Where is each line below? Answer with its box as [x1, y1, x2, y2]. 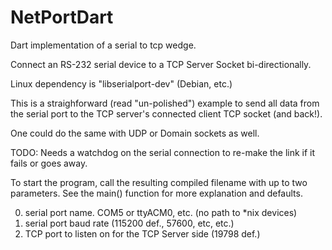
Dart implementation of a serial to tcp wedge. [10, 39, 197, 51]
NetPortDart [10, 6, 114, 29]
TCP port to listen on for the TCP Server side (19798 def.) [24, 227, 261, 240]
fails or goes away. [10, 157, 88, 169]
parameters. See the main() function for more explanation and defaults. [10, 187, 303, 199]
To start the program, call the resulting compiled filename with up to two [10, 176, 308, 188]
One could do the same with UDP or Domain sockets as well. [10, 127, 260, 139]
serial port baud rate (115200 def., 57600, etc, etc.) [24, 217, 235, 229]
